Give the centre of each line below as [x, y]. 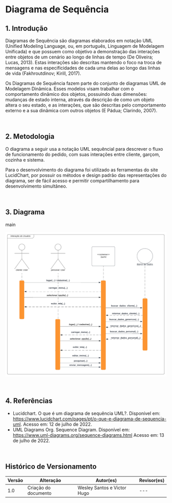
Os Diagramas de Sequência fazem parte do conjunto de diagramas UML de [86, 83]
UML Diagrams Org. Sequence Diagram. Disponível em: [71, 430]
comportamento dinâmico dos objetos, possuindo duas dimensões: [76, 94]
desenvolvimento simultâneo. [36, 186]
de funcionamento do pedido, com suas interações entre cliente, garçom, [83, 154]
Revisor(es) [152, 480]
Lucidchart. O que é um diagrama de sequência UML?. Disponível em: [86, 413]
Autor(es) [106, 480]
